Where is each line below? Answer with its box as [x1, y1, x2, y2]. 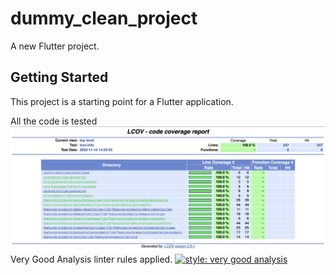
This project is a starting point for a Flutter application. [10, 95, 234, 107]
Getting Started [10, 69, 109, 86]
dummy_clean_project [10, 7, 198, 30]
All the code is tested [10, 115, 98, 127]
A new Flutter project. [10, 40, 100, 52]
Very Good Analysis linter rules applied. [10, 253, 173, 266]
